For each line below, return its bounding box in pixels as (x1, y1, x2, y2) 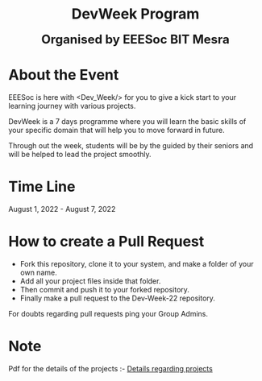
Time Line (8, 178, 76, 196)
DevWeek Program (71, 5, 200, 23)
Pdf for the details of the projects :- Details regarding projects (8, 363, 214, 373)
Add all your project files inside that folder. (19, 275, 161, 286)
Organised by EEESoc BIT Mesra (41, 31, 230, 47)
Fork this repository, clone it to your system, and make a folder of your (19, 259, 254, 268)
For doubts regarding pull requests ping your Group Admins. (8, 309, 208, 318)
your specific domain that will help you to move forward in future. (8, 125, 225, 135)
